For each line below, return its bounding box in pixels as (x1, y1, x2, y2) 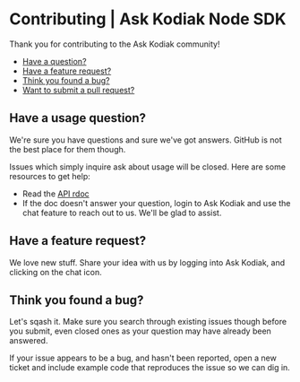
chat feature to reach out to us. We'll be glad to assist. (21, 207, 222, 218)
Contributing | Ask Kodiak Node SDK (9, 9, 287, 30)
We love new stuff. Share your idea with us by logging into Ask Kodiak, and (9, 256, 286, 268)
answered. (9, 335, 48, 346)
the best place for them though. (9, 143, 126, 154)
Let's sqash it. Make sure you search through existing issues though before (9, 317, 287, 327)
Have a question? (21, 56, 87, 66)
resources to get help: (9, 170, 91, 181)
